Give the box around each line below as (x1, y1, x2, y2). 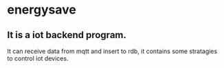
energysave (7, 2, 77, 18)
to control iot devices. (7, 54, 69, 63)
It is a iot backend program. (7, 29, 127, 41)
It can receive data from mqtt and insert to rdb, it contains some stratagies (7, 47, 218, 55)
